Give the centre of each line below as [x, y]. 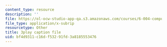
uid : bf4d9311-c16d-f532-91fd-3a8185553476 [51, 37]
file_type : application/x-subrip [40, 23]
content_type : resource [30, 10]
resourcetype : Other [27, 28]
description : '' [22, 14]
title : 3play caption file [33, 32]
